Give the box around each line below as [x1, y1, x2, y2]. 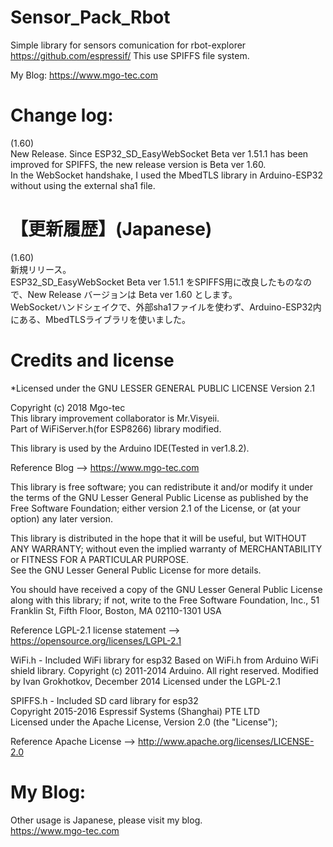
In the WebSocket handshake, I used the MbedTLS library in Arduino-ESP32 [10, 169, 323, 181]
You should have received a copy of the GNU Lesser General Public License [10, 583, 323, 595]
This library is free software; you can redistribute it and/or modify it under [10, 481, 314, 493]
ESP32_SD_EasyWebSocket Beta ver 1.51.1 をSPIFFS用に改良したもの [10, 276, 295, 288]
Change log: [10, 104, 114, 127]
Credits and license [10, 349, 175, 371]
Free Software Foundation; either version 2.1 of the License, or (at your [10, 502, 301, 514]
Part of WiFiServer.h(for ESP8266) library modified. [10, 422, 222, 435]
